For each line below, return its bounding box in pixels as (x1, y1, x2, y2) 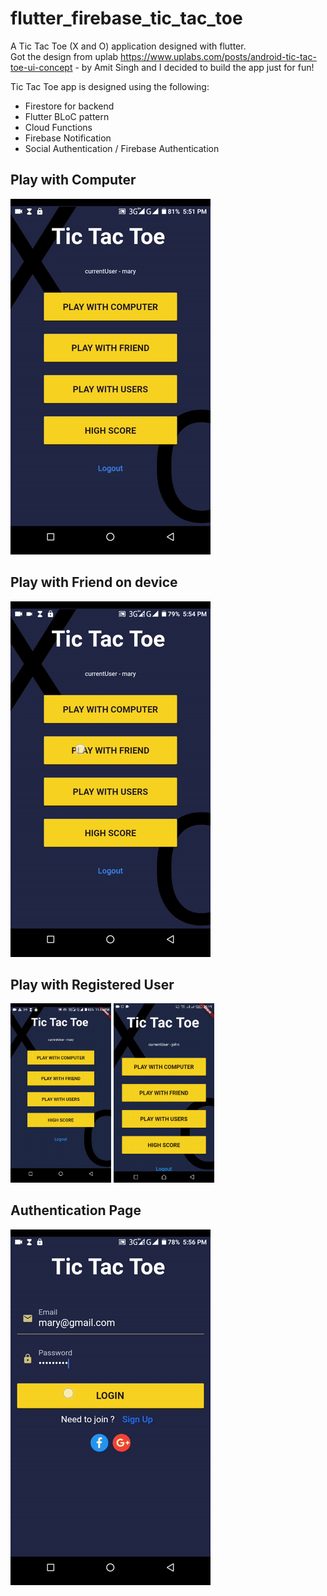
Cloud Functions (24, 121, 93, 133)
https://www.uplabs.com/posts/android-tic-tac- (120, 50, 317, 62)
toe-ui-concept (10, 61, 73, 73)
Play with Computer (10, 172, 137, 189)
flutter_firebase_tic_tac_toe (10, 7, 243, 30)
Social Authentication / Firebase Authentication (24, 142, 220, 154)
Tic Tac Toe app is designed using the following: (10, 80, 210, 92)
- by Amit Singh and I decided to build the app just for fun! (74, 61, 315, 73)
